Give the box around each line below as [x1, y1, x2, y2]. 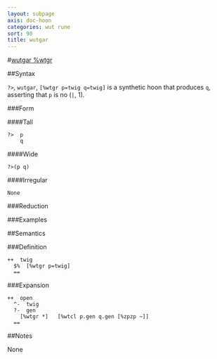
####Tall [7, 118, 34, 127]
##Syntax [7, 70, 36, 78]
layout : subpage [7, 10, 55, 18]
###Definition [7, 243, 47, 251]
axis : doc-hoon [7, 17, 52, 24]
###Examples [7, 215, 48, 224]
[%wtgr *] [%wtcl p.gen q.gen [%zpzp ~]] [20, 313, 150, 320]
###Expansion [7, 281, 49, 289]
